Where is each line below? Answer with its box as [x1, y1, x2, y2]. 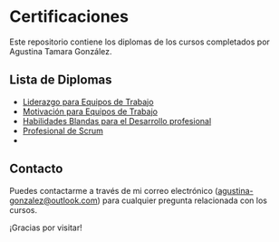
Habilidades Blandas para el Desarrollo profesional [22, 115, 212, 126]
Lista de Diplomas [9, 73, 112, 88]
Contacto [9, 161, 63, 177]
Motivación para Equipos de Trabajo [22, 106, 159, 117]
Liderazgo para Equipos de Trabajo [22, 96, 154, 107]
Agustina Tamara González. [9, 45, 112, 56]
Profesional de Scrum [22, 125, 104, 136]
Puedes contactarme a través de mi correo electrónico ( [9, 185, 218, 196]
